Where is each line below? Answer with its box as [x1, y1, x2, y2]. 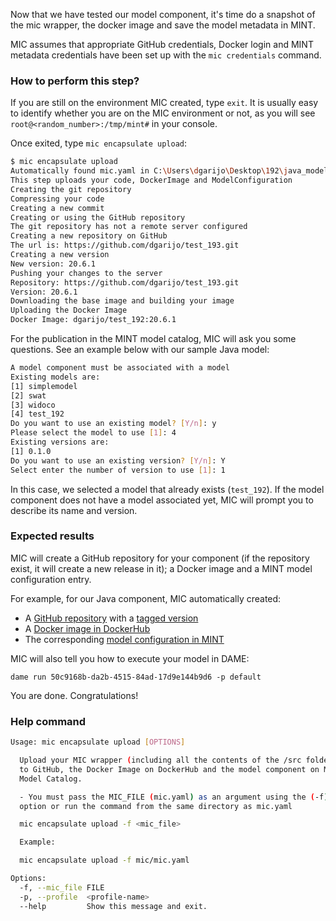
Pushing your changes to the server [10, 268, 163, 278]
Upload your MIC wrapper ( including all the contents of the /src [19, 755, 302, 766]
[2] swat [10, 390, 47, 401]
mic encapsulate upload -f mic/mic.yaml [19, 855, 190, 866]
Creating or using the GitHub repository [10, 212, 186, 223]
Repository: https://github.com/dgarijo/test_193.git [10, 277, 240, 288]
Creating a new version [10, 250, 110, 260]
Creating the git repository [10, 184, 132, 194]
